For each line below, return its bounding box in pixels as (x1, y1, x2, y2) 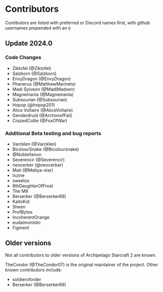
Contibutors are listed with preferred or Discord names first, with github (5, 20, 150, 26)
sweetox (12, 177, 30, 183)
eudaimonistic (12, 219, 41, 225)
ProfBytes (12, 209, 33, 215)
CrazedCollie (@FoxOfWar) (12, 117, 67, 124)
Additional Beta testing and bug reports (5, 130, 101, 136)
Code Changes (5, 54, 42, 61)
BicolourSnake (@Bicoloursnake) (12, 146, 79, 152)
